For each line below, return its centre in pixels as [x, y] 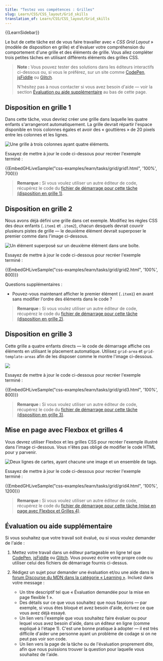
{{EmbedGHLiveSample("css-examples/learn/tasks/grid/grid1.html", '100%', [81, 169]
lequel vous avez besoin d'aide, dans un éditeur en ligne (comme [84, 623]
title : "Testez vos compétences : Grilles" [50, 10]
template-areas [20, 357]
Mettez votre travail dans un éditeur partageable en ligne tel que [76, 553]
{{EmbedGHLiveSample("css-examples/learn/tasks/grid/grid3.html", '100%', [81, 389]
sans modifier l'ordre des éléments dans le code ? [62, 299]
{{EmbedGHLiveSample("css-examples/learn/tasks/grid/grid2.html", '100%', [81, 270]
